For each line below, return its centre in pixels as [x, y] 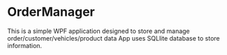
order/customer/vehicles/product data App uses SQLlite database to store [113, 38]
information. [25, 45]
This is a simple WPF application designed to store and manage [98, 31]
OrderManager [51, 12]
